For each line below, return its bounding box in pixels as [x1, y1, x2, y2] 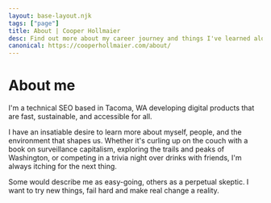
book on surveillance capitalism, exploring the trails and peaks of [8, 144, 224, 154]
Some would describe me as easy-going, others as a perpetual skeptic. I [8, 177, 249, 187]
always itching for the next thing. [8, 162, 117, 172]
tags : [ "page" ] [8, 19, 60, 27]
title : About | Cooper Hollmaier [8, 27, 121, 35]
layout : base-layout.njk [8, 11, 92, 20]
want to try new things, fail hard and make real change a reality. [8, 186, 219, 196]
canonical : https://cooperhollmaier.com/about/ [8, 42, 172, 50]
